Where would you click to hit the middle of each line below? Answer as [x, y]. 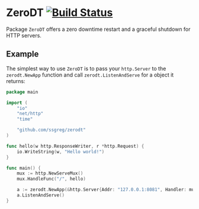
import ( [17, 103]
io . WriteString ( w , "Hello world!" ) [61, 151]
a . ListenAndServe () [41, 195]
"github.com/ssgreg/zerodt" [51, 130]
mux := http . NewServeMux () [50, 173]
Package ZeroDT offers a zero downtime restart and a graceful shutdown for [98, 29]
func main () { [24, 168]
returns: [16, 81]
